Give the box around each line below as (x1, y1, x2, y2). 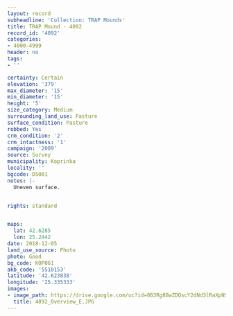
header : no (7, 49, 39, 56)
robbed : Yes (7, 125, 42, 132)
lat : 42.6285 (13, 227, 51, 234)
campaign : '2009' (7, 145, 58, 152)
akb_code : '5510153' (7, 266, 67, 273)
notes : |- (7, 177, 36, 184)
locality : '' (7, 164, 45, 171)
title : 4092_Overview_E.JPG (13, 298, 95, 305)
